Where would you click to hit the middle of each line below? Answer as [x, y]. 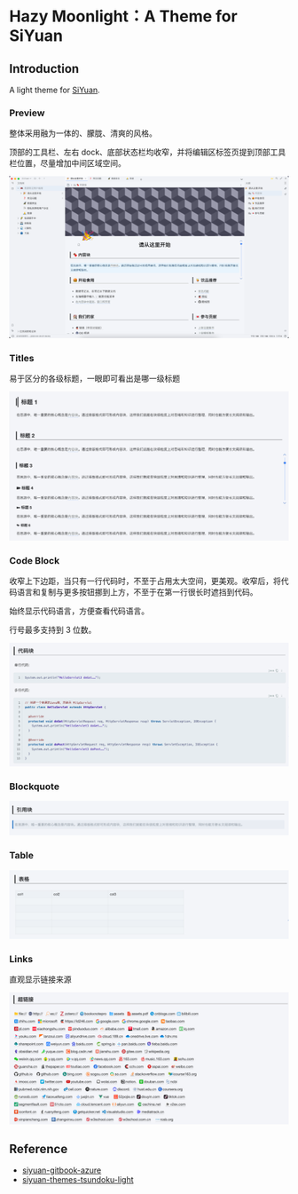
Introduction [44, 69]
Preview [27, 113]
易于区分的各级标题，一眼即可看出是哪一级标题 [94, 379]
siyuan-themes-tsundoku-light [78, 1180]
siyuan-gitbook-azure [62, 1170]
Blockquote [35, 787]
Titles [22, 359]
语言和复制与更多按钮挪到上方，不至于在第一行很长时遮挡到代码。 [137, 592]
